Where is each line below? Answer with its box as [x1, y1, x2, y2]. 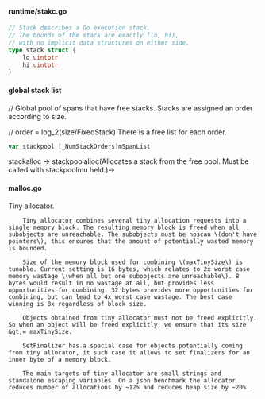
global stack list [8, 85, 62, 95]
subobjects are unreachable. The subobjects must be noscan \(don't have [8, 230, 258, 238]
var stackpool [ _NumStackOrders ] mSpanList [8, 142, 151, 150]
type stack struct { [8, 46, 77, 54]
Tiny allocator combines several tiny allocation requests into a [22, 216, 247, 224]
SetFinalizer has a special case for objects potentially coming [22, 342, 244, 350]
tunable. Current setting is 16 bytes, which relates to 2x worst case [8, 265, 250, 273]
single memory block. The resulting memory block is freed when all [8, 223, 240, 231]
